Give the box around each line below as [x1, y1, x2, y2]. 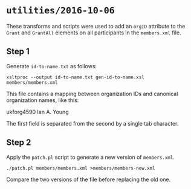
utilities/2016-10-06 [6, 5, 115, 16]
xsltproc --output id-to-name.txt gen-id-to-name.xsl [6, 74, 145, 80]
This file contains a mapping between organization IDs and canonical [6, 90, 178, 97]
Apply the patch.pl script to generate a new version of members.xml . [6, 153, 175, 161]
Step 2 [6, 138, 31, 148]
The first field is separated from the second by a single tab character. [6, 120, 179, 127]
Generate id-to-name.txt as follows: [6, 62, 97, 69]
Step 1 [6, 46, 30, 57]
